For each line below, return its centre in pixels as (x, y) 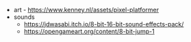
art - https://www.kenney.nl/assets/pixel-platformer (86, 10)
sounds (24, 17)
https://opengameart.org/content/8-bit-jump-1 (89, 31)
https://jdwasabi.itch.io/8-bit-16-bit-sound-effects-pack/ (104, 24)
